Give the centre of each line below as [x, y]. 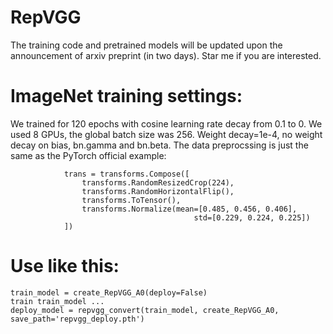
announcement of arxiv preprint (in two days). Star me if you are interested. [166, 55]
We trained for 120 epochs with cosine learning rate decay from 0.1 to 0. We [166, 123]
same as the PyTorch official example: [88, 155]
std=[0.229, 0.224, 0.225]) [252, 217]
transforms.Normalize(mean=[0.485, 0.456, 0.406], [189, 209]
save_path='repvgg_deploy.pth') [77, 319]
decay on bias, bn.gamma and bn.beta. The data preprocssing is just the [159, 145]
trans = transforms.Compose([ [126, 174]
